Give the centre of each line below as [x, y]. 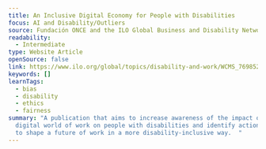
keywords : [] [30, 74]
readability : [30, 37]
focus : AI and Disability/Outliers [67, 23]
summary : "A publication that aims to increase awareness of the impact [131, 118]
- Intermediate [40, 45]
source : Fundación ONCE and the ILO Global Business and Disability [123, 30]
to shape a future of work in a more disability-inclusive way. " [129, 132]
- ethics [30, 103]
